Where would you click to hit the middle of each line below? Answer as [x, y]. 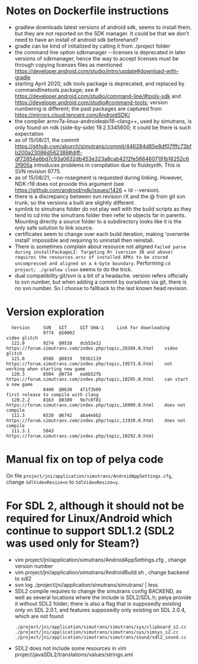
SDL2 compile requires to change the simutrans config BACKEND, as [98, 591]
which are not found [39, 616]
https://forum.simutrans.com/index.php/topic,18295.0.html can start [97, 379]
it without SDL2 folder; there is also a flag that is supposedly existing [98, 603]
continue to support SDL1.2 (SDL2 [90, 531]
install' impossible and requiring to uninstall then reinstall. [84, 240]
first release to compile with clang [52, 395]
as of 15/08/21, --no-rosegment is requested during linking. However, [99, 177]
